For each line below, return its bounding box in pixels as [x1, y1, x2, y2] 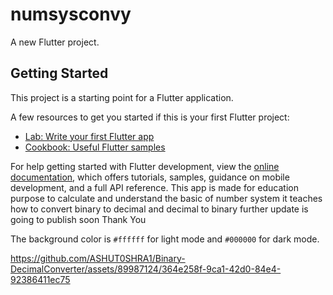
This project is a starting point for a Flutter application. [10, 91, 234, 103]
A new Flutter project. [10, 36, 100, 48]
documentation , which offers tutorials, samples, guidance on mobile [10, 171, 290, 183]
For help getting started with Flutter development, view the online [10, 160, 280, 172]
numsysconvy [10, 3, 132, 26]
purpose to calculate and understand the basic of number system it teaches [10, 192, 323, 204]
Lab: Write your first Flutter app [24, 130, 155, 142]
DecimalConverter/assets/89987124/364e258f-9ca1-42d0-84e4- [10, 263, 282, 275]
